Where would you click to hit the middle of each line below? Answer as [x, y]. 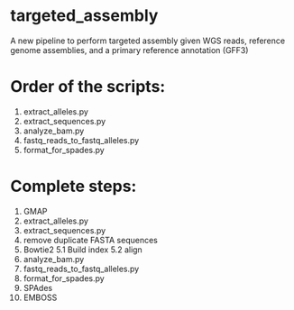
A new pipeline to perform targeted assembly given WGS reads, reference [148, 41]
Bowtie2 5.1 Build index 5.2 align [83, 250]
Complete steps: [73, 187]
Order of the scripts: [88, 87]
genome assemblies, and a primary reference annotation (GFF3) [129, 50]
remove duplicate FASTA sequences [91, 240]
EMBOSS [40, 297]
